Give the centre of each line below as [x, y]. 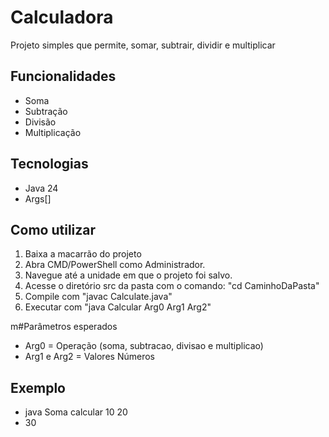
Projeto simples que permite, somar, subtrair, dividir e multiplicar [143, 45]
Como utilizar [53, 229]
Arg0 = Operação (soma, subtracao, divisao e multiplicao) [144, 346]
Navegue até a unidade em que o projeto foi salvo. [128, 275]
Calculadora [62, 17]
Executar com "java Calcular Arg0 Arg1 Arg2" [118, 307]
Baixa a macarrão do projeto [83, 254]
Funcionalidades [63, 76]
